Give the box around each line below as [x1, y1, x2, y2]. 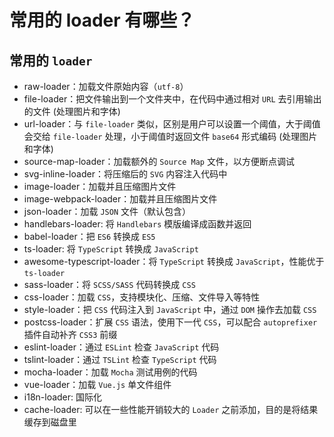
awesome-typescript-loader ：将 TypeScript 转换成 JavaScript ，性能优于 [23, 256, 325, 267]
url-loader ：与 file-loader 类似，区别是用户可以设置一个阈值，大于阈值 [23, 118, 321, 130]
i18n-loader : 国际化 [23, 391, 103, 403]
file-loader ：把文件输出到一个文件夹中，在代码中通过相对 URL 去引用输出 [23, 93, 322, 105]
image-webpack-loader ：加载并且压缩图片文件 [23, 193, 218, 205]
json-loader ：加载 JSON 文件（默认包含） [23, 206, 191, 217]
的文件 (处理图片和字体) [23, 106, 121, 117]
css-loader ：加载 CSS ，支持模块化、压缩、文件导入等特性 [23, 291, 261, 303]
